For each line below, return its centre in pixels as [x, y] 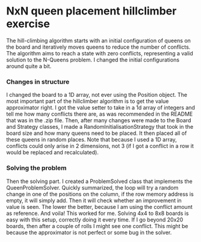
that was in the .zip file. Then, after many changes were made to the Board [99, 120]
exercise [28, 24]
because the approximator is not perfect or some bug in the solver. [89, 232]
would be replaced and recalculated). [53, 152]
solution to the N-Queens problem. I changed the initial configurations [93, 60]
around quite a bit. [29, 66]
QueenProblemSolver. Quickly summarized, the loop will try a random [92, 187]
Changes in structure [38, 81]
